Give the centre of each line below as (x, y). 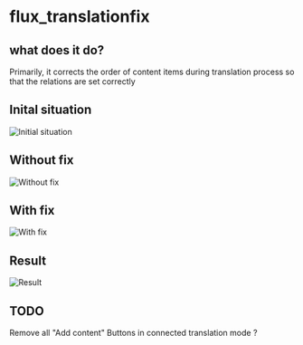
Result (28, 260)
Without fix (42, 160)
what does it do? (57, 50)
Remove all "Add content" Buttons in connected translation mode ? (133, 333)
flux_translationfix (80, 17)
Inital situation (51, 110)
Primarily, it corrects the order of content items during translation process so (152, 72)
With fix (32, 211)
